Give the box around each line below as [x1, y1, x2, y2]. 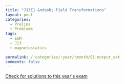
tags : [5, 31, 17, 36]
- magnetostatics [10, 45, 47, 50]
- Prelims [10, 21, 31, 27]
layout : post [5, 12, 33, 17]
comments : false [5, 59, 40, 64]
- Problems [10, 26, 33, 32]
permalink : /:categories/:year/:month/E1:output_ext [5, 54, 120, 60]
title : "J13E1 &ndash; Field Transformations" [5, 7, 107, 13]
